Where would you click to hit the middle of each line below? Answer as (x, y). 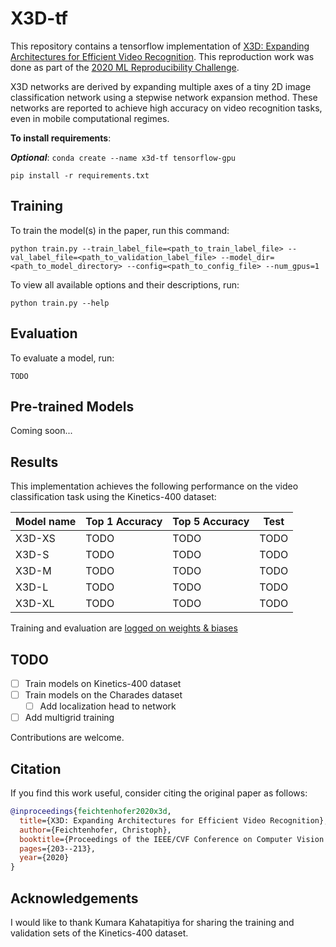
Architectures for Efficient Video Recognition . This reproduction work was (162, 56)
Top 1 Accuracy (124, 522)
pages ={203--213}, (58, 848)
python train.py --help (60, 303)
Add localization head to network (108, 706)
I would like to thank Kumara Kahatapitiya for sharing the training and (152, 922)
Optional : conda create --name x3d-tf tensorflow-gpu (123, 157)
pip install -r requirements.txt (80, 175)
